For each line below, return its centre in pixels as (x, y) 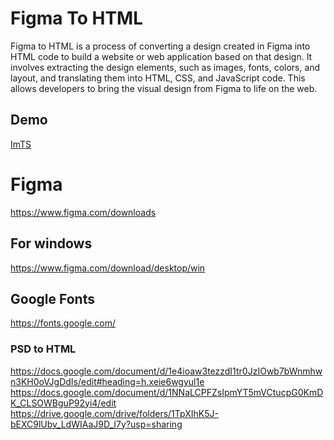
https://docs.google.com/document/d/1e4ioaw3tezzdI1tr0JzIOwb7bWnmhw (166, 371)
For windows (51, 243)
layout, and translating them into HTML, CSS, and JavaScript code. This (158, 78)
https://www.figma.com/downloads (83, 212)
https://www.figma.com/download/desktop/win (108, 268)
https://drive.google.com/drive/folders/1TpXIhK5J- (114, 413)
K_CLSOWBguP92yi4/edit (63, 403)
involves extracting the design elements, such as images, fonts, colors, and (165, 67)
